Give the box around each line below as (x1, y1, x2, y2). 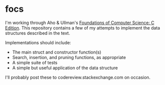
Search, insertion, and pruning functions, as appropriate (12, 54, 126, 60)
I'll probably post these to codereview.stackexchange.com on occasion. (5, 74, 151, 80)
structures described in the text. (5, 30, 70, 36)
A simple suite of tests (12, 59, 58, 65)
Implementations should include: (5, 39, 71, 45)
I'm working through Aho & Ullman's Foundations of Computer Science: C (5, 20, 155, 26)
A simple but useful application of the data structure (12, 65, 118, 71)
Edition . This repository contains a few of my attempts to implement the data (5, 25, 160, 30)
